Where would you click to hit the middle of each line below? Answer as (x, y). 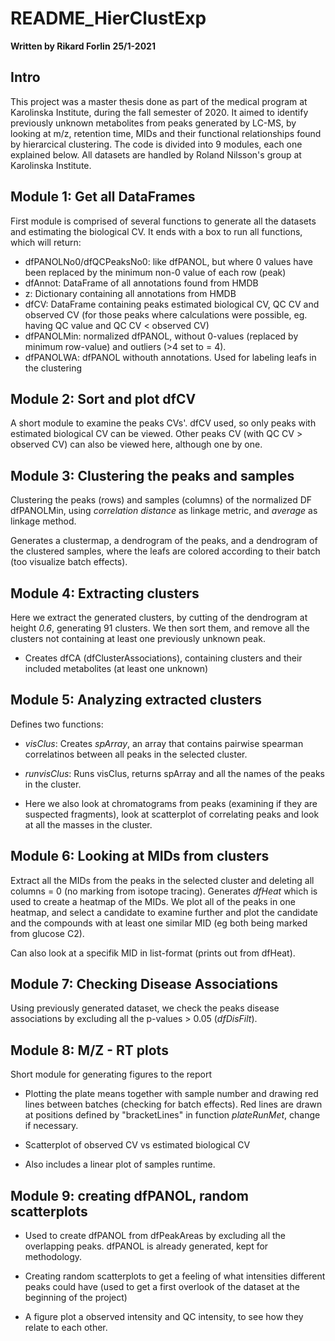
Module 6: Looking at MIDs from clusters (140, 856)
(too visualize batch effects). (69, 562)
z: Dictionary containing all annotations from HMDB (130, 293)
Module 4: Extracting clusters (105, 593)
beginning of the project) (76, 1298)
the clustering (53, 368)
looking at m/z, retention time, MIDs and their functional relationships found (166, 133)
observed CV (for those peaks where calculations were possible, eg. (166, 314)
